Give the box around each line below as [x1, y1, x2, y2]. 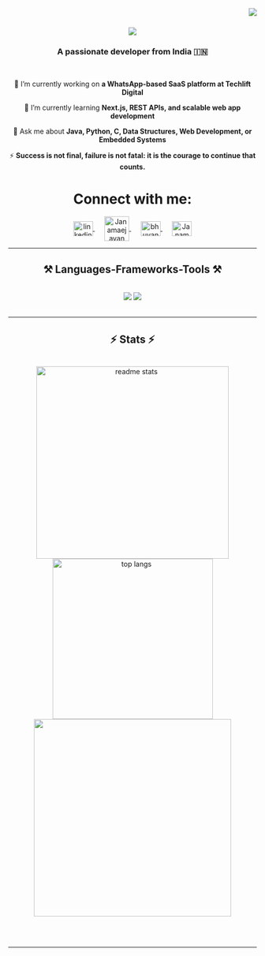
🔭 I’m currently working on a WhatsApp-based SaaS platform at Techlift [14, 79, 251, 89]
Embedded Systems [99, 135, 166, 144]
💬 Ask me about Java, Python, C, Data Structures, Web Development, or [13, 126, 252, 137]
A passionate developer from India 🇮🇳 [57, 47, 208, 58]
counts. [119, 162, 146, 172]
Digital [121, 88, 144, 97]
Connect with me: [73, 189, 192, 208]
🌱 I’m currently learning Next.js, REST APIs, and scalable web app [24, 103, 241, 113]
